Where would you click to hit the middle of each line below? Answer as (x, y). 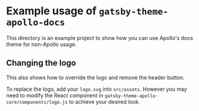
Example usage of (52, 11)
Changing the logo (41, 63)
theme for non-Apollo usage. (41, 44)
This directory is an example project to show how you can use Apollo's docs (100, 38)
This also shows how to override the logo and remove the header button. (95, 77)
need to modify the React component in (55, 95)
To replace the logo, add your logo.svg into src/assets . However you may (97, 89)
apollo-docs (36, 22)
